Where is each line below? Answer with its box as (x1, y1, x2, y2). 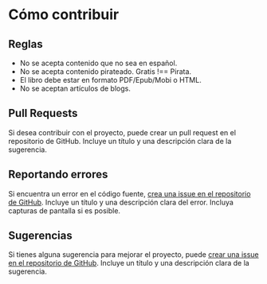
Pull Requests (8, 107, 78, 120)
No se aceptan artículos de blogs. (19, 84, 132, 93)
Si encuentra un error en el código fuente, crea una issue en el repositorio (8, 189, 251, 198)
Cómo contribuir (8, 6, 120, 24)
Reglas (8, 37, 43, 51)
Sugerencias (8, 229, 73, 243)
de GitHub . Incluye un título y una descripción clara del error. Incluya (8, 197, 234, 207)
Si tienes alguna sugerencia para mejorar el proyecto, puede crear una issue (8, 250, 259, 259)
